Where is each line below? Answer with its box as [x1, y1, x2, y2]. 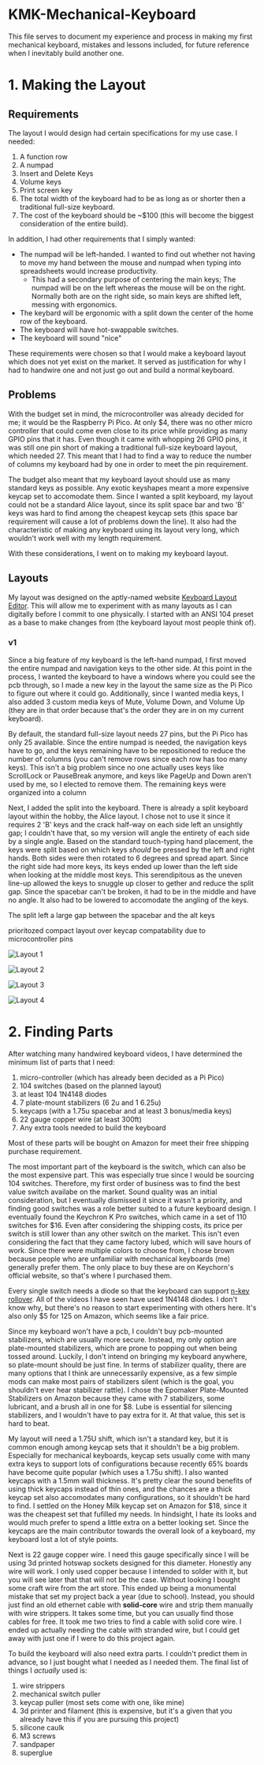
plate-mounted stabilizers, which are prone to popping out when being [8, 1343, 238, 1353]
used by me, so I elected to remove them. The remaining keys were [8, 779, 227, 789]
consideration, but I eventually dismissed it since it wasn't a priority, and [8, 1195, 243, 1204]
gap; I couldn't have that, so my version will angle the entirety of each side [8, 828, 250, 838]
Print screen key [19, 185, 73, 195]
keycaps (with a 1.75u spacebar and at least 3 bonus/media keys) [19, 1106, 232, 1115]
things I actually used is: [8, 1666, 88, 1675]
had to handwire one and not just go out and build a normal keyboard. [8, 365, 235, 375]
